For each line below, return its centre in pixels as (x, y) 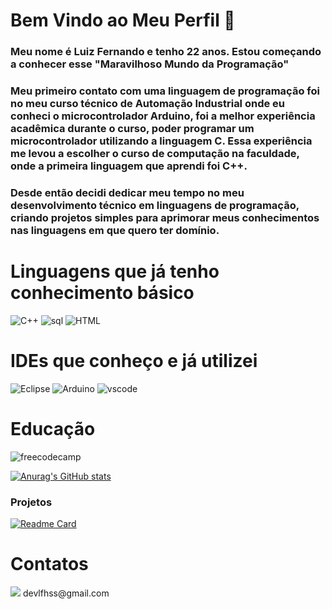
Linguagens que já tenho (115, 271)
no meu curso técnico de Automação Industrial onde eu (148, 104)
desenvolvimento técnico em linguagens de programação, (155, 205)
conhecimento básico (102, 293)
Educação (53, 429)
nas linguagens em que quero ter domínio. (115, 230)
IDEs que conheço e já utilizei (134, 361)
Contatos (49, 564)
